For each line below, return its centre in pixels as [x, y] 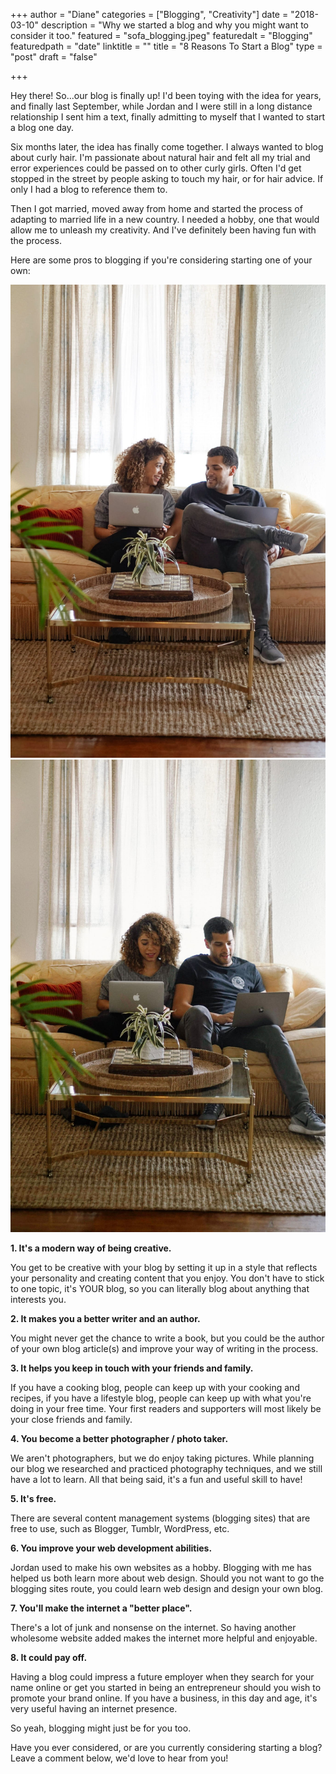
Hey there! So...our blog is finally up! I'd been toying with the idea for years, [166, 95]
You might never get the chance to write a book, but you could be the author [167, 1338]
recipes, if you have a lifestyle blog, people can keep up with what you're [161, 1398]
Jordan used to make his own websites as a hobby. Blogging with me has [161, 1568]
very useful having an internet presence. [94, 1709]
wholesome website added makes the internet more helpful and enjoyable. [164, 1638]
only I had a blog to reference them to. [89, 189]
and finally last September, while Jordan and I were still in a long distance [161, 106]
